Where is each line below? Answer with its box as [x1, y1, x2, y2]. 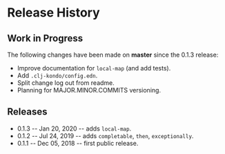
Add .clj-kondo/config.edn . [17, 71, 98, 79]
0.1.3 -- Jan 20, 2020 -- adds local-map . [17, 124, 132, 133]
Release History [7, 5, 100, 21]
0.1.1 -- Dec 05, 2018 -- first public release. [17, 139, 139, 147]
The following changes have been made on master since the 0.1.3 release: [7, 50, 219, 59]
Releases [7, 106, 48, 118]
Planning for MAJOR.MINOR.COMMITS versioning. [17, 86, 161, 94]
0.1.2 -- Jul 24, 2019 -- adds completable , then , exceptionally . [17, 131, 194, 139]
